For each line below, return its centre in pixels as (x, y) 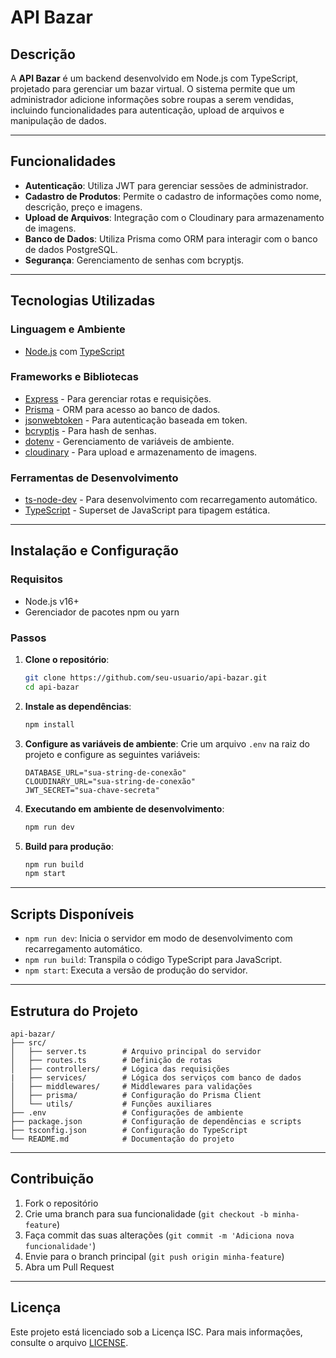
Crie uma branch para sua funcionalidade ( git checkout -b (146, 1213)
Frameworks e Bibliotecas (74, 377)
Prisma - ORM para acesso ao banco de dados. (122, 409)
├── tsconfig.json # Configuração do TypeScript (129, 1130)
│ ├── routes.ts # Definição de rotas (111, 1060)
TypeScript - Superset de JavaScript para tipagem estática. (147, 510)
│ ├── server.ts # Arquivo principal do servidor (136, 1051)
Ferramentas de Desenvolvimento (94, 478)
